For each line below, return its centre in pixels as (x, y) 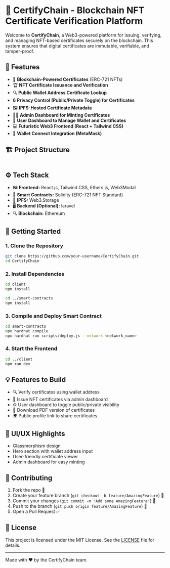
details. (13, 545)
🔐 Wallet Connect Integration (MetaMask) (57, 133)
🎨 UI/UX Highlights (35, 434)
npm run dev (18, 364)
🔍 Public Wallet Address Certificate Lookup (60, 93)
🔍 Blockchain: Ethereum (39, 213)
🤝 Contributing (29, 478)
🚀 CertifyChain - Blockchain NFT (75, 10)
